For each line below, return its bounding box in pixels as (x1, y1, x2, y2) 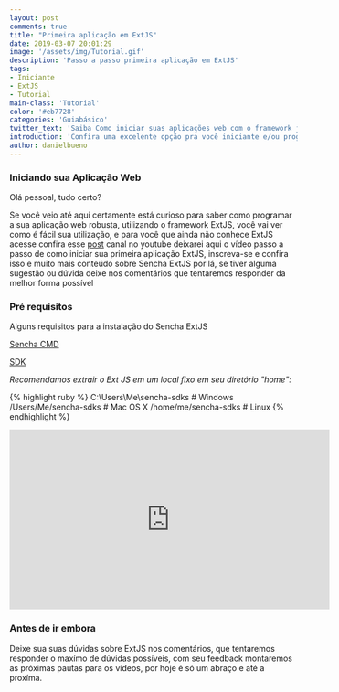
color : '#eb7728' (9, 107, 76, 116)
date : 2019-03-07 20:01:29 (9, 38, 112, 48)
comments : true (9, 22, 68, 31)
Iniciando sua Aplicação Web (9, 171, 142, 184)
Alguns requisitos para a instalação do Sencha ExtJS (9, 321, 208, 332)
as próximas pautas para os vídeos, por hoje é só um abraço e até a (9, 662, 265, 673)
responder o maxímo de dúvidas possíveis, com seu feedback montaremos (9, 653, 292, 664)
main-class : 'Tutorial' (9, 98, 101, 108)
